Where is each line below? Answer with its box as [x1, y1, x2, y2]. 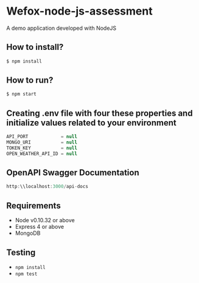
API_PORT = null [6, 134, 78, 140]
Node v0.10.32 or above [15, 217, 75, 224]
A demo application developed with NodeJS [6, 24, 117, 32]
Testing [6, 247, 36, 257]
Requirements [6, 200, 61, 211]
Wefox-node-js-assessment [6, 4, 153, 18]
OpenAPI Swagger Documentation [6, 167, 140, 178]
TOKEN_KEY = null [6, 145, 78, 151]
